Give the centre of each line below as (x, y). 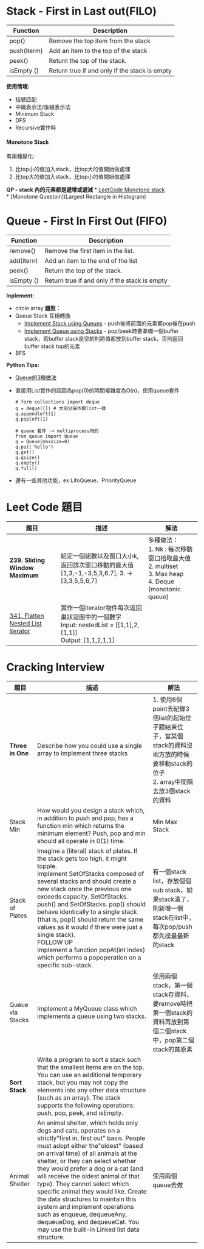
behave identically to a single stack (87, 911)
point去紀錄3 (171, 708)
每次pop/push (172, 927)
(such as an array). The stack (79, 1097)
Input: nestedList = (87, 625)
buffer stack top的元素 (52, 346)
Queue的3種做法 (36, 378)
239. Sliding (27, 560)
